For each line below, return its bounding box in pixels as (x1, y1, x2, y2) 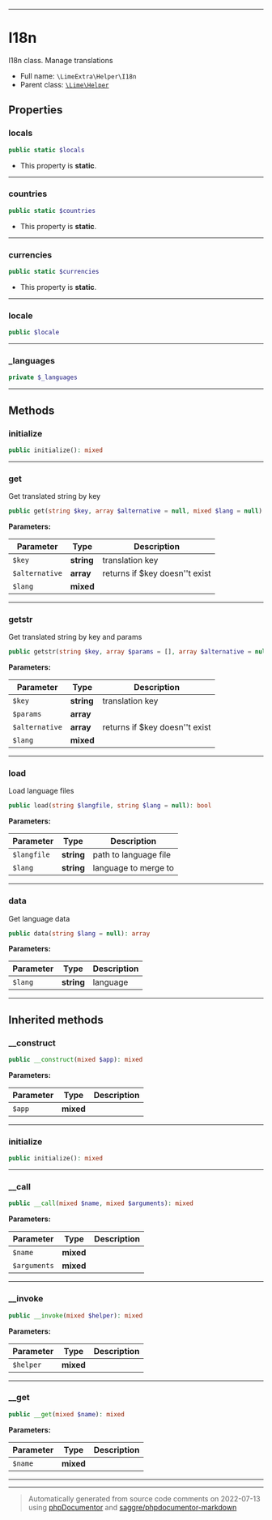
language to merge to (92, 862, 174, 874)
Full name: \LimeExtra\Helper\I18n (19, 70, 137, 81)
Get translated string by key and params (8, 632, 142, 642)
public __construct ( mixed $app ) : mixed (8, 1056, 143, 1064)
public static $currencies (8, 267, 100, 275)
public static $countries (8, 206, 96, 215)
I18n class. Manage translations (8, 55, 113, 65)
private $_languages (8, 373, 79, 381)
